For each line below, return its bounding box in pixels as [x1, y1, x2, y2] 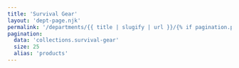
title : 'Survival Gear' [7, 10, 78, 18]
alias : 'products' [14, 50, 69, 57]
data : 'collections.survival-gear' [14, 37, 119, 44]
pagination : [7, 30, 43, 38]
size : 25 [14, 43, 40, 50]
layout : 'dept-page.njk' [7, 17, 81, 24]
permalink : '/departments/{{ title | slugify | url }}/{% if [7, 23, 193, 30]
